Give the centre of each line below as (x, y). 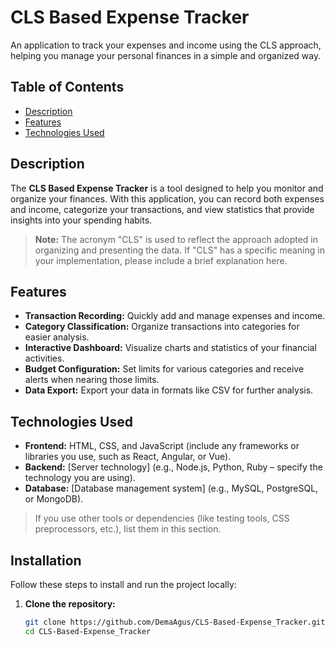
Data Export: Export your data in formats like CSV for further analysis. (169, 390)
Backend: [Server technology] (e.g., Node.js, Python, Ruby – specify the (173, 467)
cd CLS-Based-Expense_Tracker (88, 631)
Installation (46, 560)
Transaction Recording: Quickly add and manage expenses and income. (175, 316)
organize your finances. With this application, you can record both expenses (167, 198)
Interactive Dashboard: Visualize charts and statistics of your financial (170, 348)
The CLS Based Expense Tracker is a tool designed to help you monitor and (167, 188)
